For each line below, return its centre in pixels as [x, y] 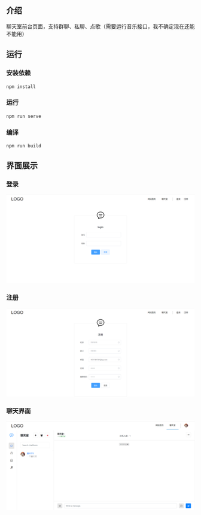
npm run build [24, 146]
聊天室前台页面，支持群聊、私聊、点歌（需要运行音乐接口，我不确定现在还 [98, 26]
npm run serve [24, 116]
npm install [21, 87]
